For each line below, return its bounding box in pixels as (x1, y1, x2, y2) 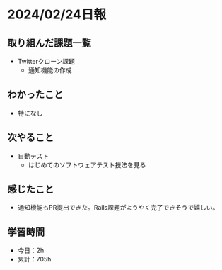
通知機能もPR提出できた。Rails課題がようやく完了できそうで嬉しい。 (17, 203, 219, 212)
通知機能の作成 (28, 66, 72, 74)
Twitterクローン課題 (17, 57, 76, 65)
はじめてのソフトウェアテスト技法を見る (28, 160, 146, 169)
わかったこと (7, 89, 64, 101)
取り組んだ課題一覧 (7, 37, 91, 49)
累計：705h (17, 255, 52, 264)
